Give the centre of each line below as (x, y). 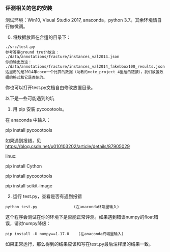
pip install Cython (24, 166)
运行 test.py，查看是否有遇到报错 (47, 197)
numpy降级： (37, 223)
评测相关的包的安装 (29, 8)
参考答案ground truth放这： (32, 52)
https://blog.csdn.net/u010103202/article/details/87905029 (68, 147)
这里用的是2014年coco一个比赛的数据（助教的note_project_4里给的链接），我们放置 (82, 72)
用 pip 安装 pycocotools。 (40, 109)
